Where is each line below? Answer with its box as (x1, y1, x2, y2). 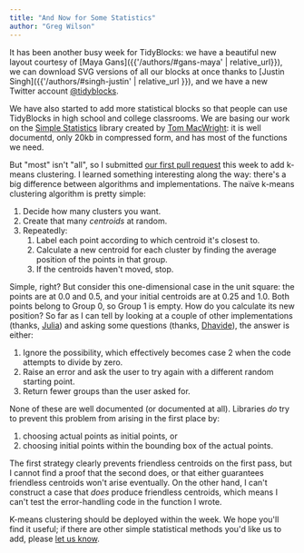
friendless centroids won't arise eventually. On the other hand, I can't (9, 477, 268, 488)
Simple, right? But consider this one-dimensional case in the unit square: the (9, 281, 295, 291)
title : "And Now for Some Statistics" (9, 13, 156, 23)
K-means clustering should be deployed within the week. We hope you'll (9, 514, 279, 525)
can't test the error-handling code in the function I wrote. (9, 496, 222, 507)
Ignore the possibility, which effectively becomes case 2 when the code (22, 347, 291, 358)
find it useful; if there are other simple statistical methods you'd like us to (9, 523, 282, 534)
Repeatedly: (22, 224, 68, 236)
